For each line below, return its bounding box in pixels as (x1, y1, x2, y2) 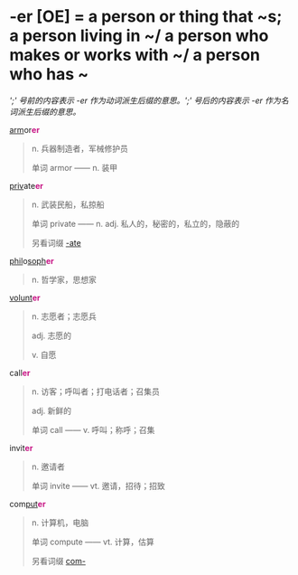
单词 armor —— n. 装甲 (31, 162, 118, 173)
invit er (9, 442, 33, 453)
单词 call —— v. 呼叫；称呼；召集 (31, 424, 155, 435)
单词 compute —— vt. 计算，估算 (31, 536, 155, 547)
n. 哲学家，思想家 (31, 274, 98, 285)
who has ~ (9, 64, 89, 85)
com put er (9, 498, 47, 509)
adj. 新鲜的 (31, 405, 72, 416)
